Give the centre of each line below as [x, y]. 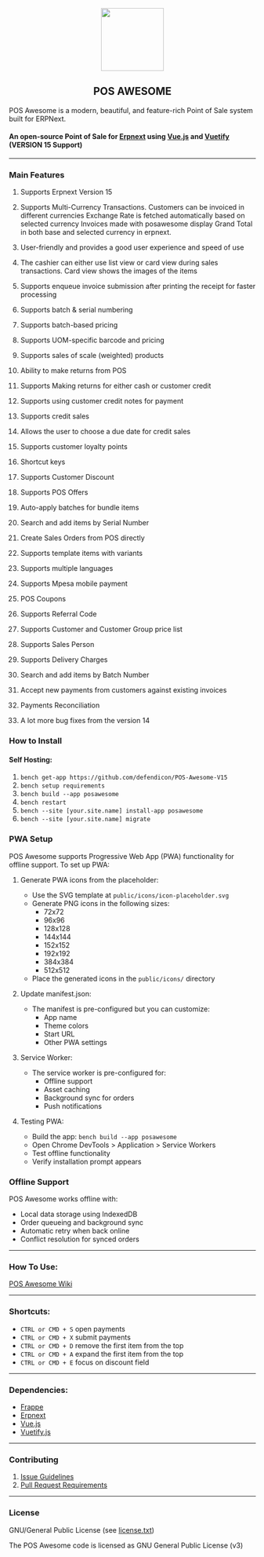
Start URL [59, 1034]
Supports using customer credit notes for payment [102, 401]
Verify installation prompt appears [87, 1161]
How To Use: [33, 1266]
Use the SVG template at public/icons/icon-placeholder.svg [130, 895]
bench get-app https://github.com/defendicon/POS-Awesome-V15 [124, 778]
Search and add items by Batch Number [85, 675]
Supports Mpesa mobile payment [74, 583]
